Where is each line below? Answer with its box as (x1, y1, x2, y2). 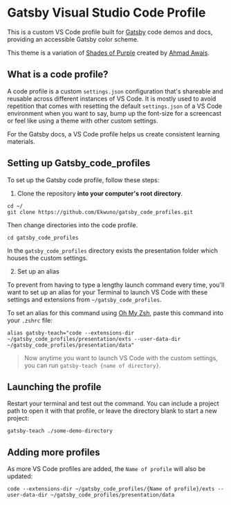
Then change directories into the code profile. (7, 220, 138, 229)
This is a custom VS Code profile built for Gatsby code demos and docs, (7, 28, 213, 36)
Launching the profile (7, 381, 102, 393)
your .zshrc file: (7, 316, 53, 324)
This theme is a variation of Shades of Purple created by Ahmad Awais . (7, 48, 210, 57)
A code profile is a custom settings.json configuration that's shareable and (7, 87, 223, 95)
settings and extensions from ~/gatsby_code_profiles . (7, 295, 162, 303)
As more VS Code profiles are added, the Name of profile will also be (7, 465, 206, 473)
